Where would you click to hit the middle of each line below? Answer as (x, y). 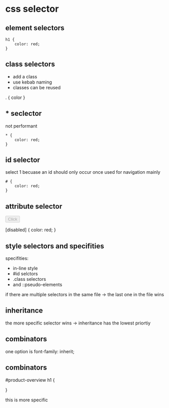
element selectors (35, 28)
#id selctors (25, 274)
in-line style (25, 268)
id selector (23, 160)
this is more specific (27, 400)
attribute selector (34, 206)
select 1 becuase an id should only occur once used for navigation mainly (83, 172)
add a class (25, 76)
